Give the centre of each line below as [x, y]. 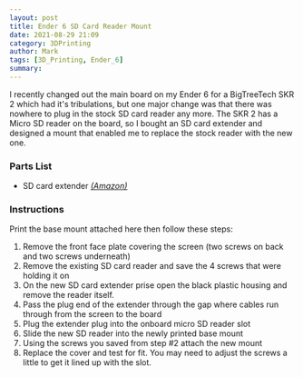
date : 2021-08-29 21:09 [54, 35]
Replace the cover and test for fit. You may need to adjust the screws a [155, 353]
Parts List [31, 166]
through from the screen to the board [92, 314]
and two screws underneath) [77, 256]
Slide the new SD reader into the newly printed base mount [132, 333]
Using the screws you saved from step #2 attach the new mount [142, 343]
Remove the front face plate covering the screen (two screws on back [153, 247]
